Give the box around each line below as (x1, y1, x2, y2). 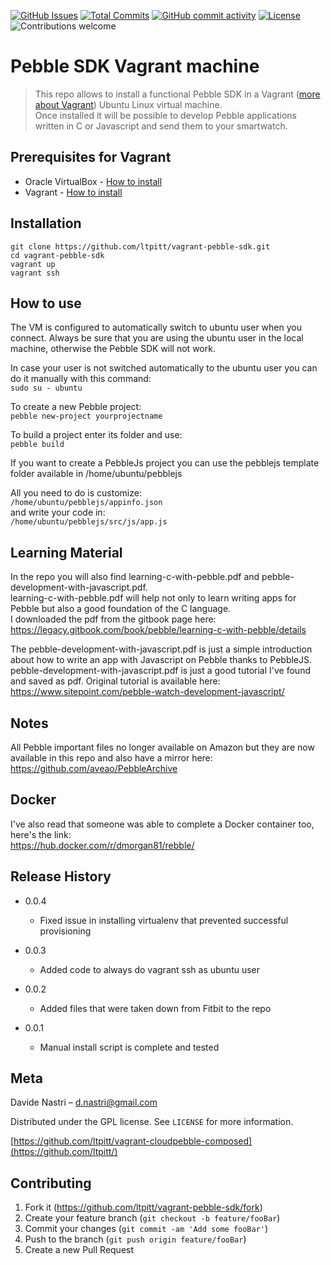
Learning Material (10, 544, 123, 561)
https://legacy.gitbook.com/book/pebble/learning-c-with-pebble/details (10, 624, 307, 636)
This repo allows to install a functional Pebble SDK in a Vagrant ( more (34, 88, 321, 100)
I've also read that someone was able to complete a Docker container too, (10, 818, 315, 830)
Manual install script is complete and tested (39, 1041, 220, 1053)
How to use (10, 295, 82, 312)
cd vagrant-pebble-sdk (10, 250, 105, 260)
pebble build (10, 440, 65, 450)
